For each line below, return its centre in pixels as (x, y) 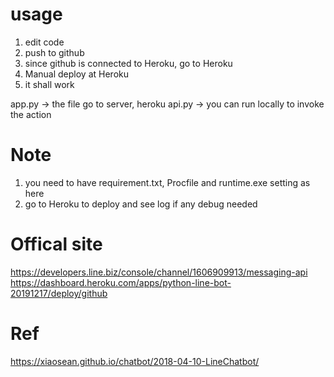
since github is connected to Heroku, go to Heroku (128, 63)
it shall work (49, 84)
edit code (44, 42)
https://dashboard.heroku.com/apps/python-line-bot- (121, 282)
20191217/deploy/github (59, 293)
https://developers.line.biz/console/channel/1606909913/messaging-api (159, 272)
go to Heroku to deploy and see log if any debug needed (141, 204)
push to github (54, 52)
